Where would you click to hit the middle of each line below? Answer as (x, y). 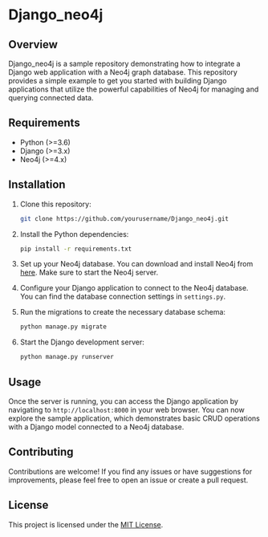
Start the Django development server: (82, 342)
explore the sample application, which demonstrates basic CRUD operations (134, 418)
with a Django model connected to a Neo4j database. (96, 426)
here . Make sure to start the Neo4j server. (89, 273)
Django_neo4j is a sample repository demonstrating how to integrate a (124, 63)
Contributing (41, 452)
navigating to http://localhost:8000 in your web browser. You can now (126, 409)
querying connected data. (51, 98)
